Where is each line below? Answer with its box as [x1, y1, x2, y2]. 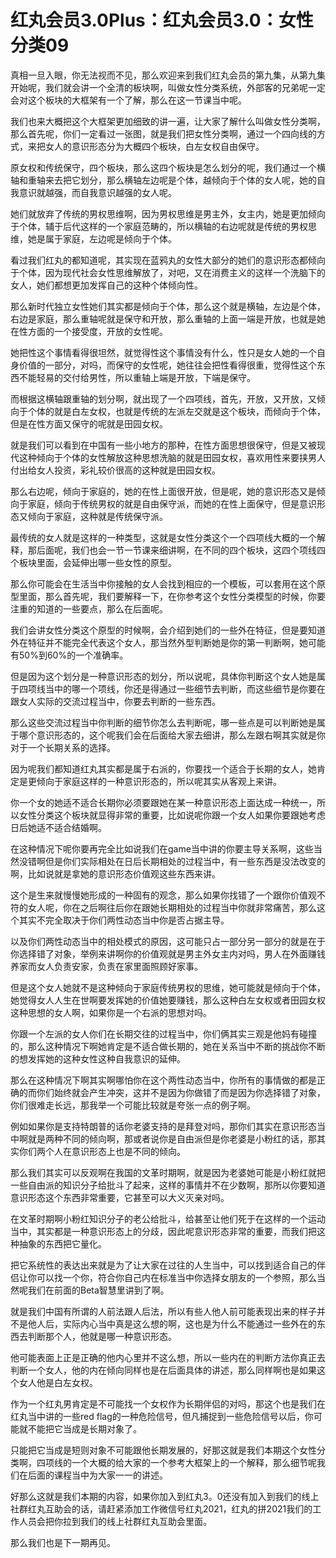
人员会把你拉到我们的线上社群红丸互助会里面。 [18, 1515, 212, 1527]
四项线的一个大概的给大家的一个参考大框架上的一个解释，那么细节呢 [36, 1456, 317, 1468]
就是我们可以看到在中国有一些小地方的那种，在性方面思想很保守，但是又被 [10, 439, 317, 451]
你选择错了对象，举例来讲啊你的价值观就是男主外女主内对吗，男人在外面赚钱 [10, 947, 326, 960]
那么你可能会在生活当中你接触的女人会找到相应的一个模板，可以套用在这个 [10, 577, 317, 590]
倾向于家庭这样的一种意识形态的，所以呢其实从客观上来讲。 [36, 775, 282, 787]
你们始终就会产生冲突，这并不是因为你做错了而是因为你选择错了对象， [36, 1086, 326, 1098]
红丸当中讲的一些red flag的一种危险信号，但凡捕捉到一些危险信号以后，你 [10, 1410, 314, 1422]
